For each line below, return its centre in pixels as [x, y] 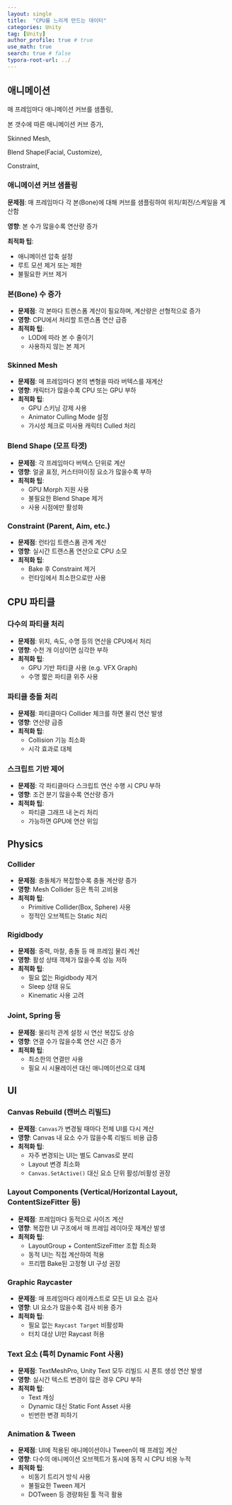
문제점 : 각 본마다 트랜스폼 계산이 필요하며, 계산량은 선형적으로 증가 [109, 311]
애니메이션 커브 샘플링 [42, 185]
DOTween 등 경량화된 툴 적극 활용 [75, 1494]
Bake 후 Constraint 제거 [62, 569]
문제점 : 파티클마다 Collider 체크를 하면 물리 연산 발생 [90, 713]
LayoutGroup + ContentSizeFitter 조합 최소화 [92, 1245]
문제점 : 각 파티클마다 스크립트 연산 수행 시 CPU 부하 [89, 786]
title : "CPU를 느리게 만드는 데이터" [57, 21]
